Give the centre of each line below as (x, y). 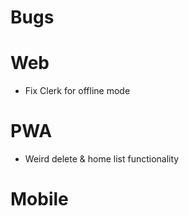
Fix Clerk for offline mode (77, 91)
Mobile (39, 199)
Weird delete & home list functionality (102, 159)
